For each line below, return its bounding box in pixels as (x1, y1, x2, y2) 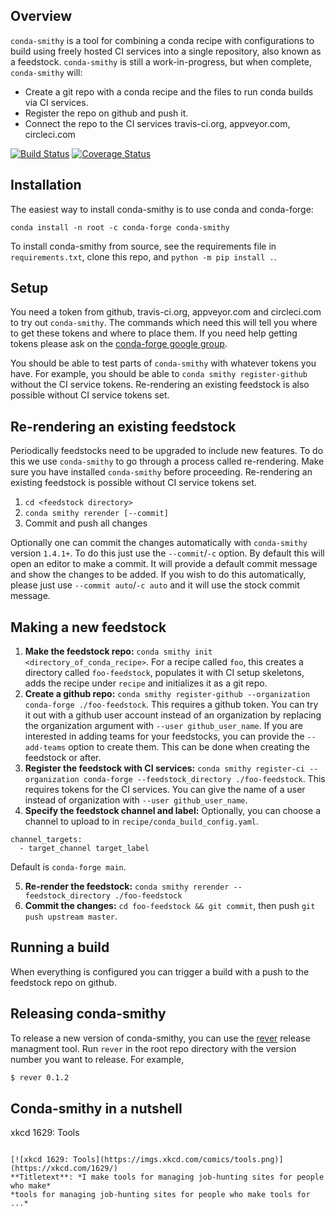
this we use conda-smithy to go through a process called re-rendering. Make (10, 455, 325, 468)
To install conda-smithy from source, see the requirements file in (10, 240, 277, 252)
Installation (10, 177, 82, 194)
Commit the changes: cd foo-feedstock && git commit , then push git (24, 900, 316, 912)
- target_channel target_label (19, 844, 150, 854)
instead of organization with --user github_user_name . (24, 794, 248, 806)
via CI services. (24, 96, 89, 108)
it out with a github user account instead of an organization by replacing (24, 709, 322, 721)
